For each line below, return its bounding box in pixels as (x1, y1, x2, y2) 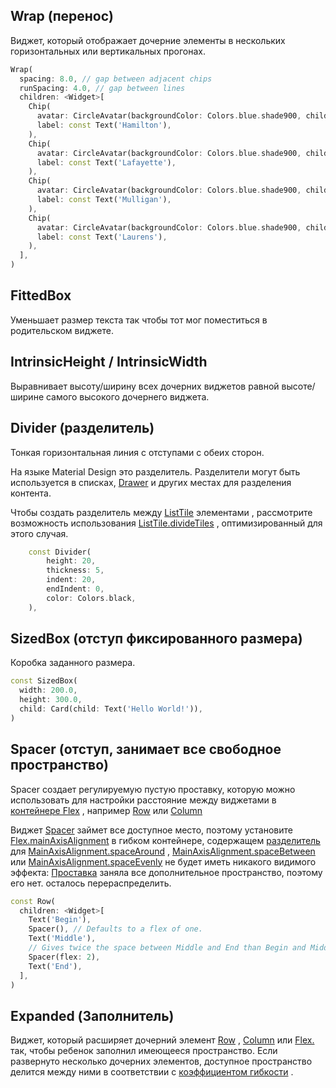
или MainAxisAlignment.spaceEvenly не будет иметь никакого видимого (10, 855, 317, 868)
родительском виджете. (10, 324, 114, 336)
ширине (10, 390, 45, 403)
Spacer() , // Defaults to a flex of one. (28, 924, 203, 934)
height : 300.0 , (19, 695, 83, 705)
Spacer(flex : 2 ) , (28, 952, 101, 962)
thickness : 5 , (46, 565, 105, 576)
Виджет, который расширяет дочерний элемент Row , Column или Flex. (10, 1034, 315, 1046)
